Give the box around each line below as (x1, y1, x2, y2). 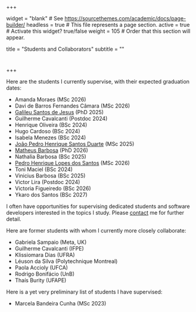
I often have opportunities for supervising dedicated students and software (6, 203, 191, 210)
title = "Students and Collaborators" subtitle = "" (6, 45, 125, 53)
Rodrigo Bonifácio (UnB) (14, 270, 75, 278)
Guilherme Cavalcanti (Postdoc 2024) (14, 115, 108, 123)
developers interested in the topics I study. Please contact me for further (6, 209, 185, 216)
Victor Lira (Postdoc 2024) (14, 179, 80, 186)
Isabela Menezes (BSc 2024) (14, 134, 86, 141)
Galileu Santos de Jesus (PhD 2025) (14, 109, 104, 116)
